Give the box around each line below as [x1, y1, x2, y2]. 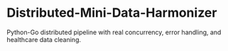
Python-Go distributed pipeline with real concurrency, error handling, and [6, 28, 222, 36]
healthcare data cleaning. [6, 35, 82, 43]
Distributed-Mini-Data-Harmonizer [6, 5, 217, 21]
